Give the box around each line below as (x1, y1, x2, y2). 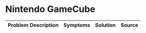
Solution (95, 21, 116, 28)
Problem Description (8, 21, 59, 28)
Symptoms (63, 21, 90, 28)
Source (121, 21, 138, 28)
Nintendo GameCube (5, 3, 95, 15)
